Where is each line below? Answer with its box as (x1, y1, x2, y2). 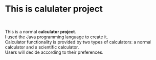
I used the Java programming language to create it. (5, 34, 109, 40)
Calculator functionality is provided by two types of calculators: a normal (5, 39, 152, 45)
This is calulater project (5, 3, 103, 15)
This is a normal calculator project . (5, 29, 77, 34)
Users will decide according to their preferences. (5, 49, 104, 55)
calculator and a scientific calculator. (5, 44, 79, 50)
